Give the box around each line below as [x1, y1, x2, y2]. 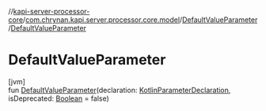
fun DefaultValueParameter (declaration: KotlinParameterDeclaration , [8, 85, 231, 94]
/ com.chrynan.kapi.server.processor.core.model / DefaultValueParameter [22, 15, 258, 24]
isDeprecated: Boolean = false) [8, 94, 109, 103]
